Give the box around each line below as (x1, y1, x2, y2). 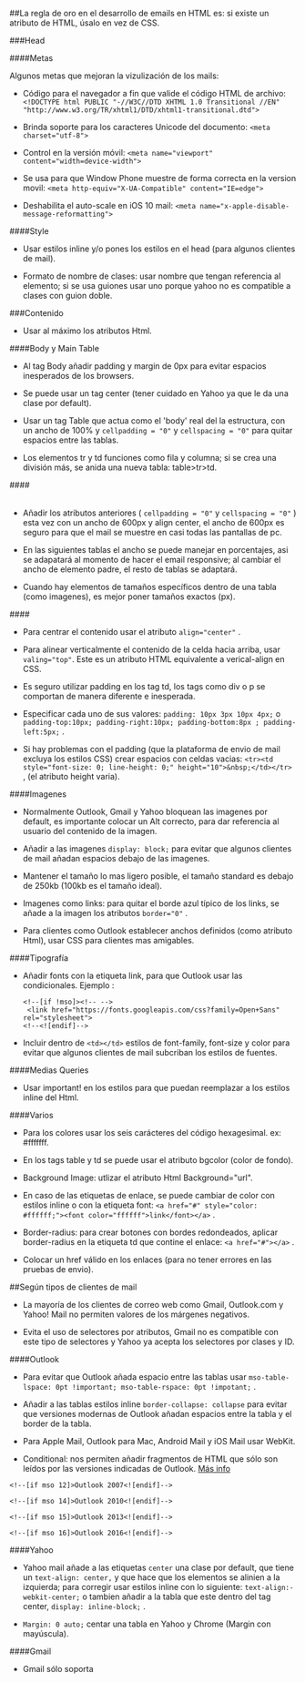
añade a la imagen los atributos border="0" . (22, 908, 188, 918)
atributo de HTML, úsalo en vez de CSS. (9, 17, 160, 28)
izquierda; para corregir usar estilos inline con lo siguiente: (22, 1582, 243, 1592)
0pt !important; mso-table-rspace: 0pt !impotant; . (56, 1382, 257, 1392)
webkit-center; (22, 1593, 81, 1602)
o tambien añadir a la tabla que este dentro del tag (81, 1591, 271, 1602)
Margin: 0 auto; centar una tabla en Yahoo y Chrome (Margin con (22, 1618, 271, 1629)
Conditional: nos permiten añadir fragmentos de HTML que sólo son (22, 1453, 279, 1464)
